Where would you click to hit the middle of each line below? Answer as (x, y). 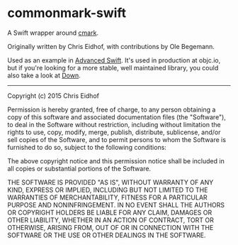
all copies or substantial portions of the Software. (79, 168)
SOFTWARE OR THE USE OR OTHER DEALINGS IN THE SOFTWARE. (107, 235)
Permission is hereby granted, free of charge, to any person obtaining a (112, 109)
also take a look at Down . (44, 75)
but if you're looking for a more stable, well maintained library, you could (113, 67)
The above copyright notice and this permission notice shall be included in (116, 160)
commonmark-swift (67, 13)
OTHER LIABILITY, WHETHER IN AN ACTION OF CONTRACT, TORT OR (110, 220)
